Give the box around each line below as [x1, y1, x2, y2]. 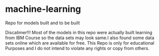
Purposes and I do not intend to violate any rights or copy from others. [5, 45, 150, 51]
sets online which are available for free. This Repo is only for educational [5, 40, 155, 46]
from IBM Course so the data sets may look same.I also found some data [5, 35, 155, 41]
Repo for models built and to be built [5, 20, 80, 26]
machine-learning [5, 3, 81, 15]
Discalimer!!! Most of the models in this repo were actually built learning [5, 29, 153, 35]
